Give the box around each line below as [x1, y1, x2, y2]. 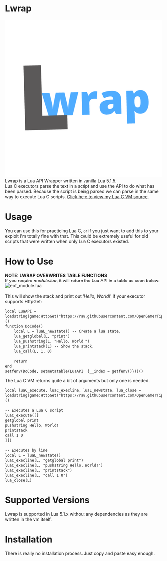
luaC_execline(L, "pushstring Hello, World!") [5, 463, 103, 468]
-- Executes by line [5, 448, 48, 453]
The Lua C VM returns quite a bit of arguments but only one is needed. [5, 377, 150, 383]
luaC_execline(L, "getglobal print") [5, 458, 83, 463]
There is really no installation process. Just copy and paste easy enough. [5, 550, 155, 556]
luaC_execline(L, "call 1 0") [5, 473, 68, 478]
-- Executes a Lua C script [5, 408, 64, 413]
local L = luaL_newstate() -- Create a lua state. [14, 329, 121, 334]
